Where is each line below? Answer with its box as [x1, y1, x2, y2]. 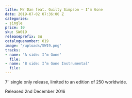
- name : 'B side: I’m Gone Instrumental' [5, 61, 90, 66]
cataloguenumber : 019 [5, 39, 49, 44]
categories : [5, 16, 29, 21]
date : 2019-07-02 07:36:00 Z [5, 12, 64, 16]
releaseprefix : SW [5, 34, 42, 39]
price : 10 [5, 25, 25, 30]
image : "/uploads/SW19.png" [5, 43, 62, 48]
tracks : [5, 48, 21, 52]
